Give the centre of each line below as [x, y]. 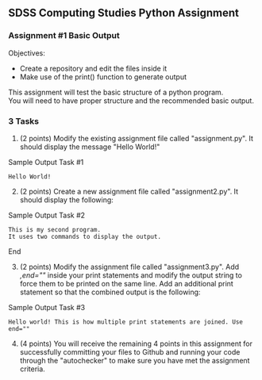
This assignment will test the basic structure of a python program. [116, 92]
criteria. [32, 369]
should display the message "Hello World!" [90, 147]
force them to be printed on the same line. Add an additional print [127, 283]
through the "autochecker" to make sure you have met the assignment [135, 360]
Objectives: [27, 53]
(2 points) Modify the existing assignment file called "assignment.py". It [137, 138]
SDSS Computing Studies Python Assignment [124, 13]
